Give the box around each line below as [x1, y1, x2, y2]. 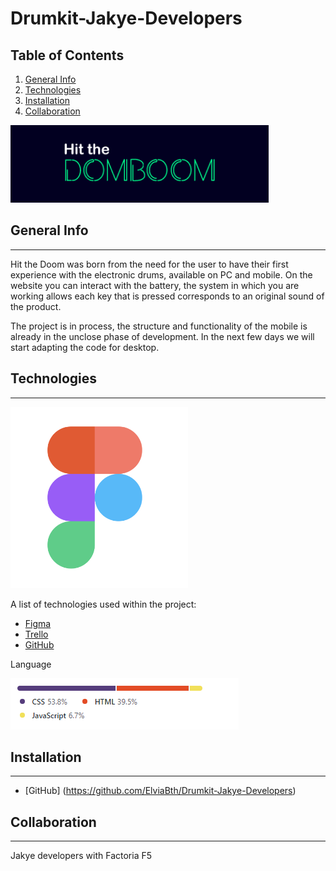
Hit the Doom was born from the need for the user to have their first [10, 258, 289, 270]
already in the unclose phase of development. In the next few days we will [10, 330, 315, 342]
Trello [24, 628, 49, 640]
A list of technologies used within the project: [10, 598, 197, 610]
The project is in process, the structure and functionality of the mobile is [10, 320, 308, 332]
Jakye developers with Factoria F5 [10, 850, 152, 862]
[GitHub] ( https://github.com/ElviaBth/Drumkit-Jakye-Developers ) [24, 785, 297, 797]
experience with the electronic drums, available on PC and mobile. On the [10, 268, 313, 281]
